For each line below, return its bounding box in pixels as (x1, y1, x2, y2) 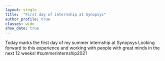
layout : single (5, 7, 37, 12)
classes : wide (5, 21, 35, 26)
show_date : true (5, 26, 39, 31)
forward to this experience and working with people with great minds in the (5, 45, 160, 51)
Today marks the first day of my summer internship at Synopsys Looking (5, 39, 155, 45)
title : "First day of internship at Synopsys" (5, 12, 106, 17)
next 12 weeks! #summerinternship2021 (5, 50, 87, 56)
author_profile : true (5, 16, 50, 21)
